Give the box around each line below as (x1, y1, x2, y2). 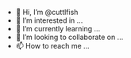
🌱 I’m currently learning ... (15, 24, 101, 33)
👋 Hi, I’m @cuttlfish (15, 8, 79, 16)
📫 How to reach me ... (15, 42, 90, 50)
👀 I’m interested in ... (15, 16, 83, 25)
